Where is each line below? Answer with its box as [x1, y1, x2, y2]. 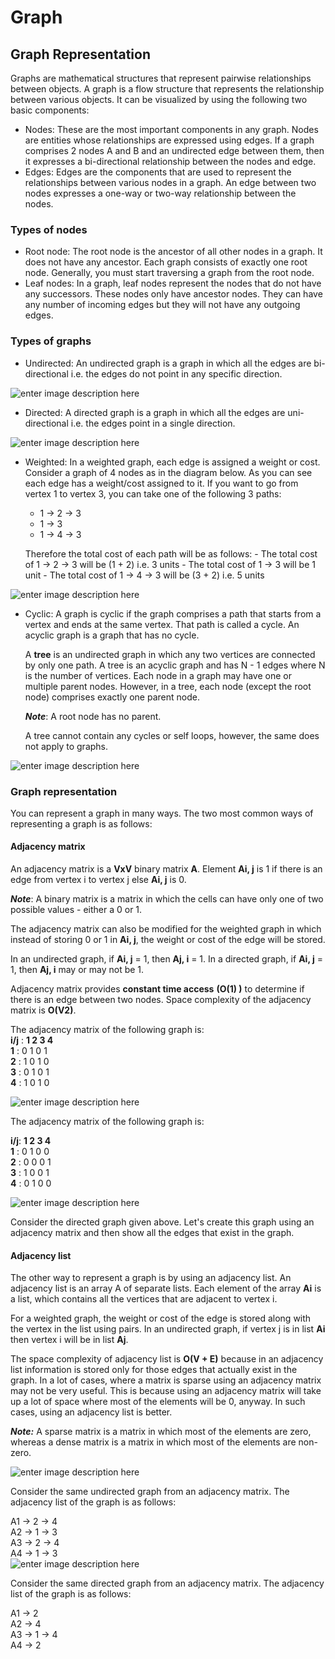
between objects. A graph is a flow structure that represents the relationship [10, 83, 325, 95]
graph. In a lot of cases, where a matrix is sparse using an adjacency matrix [10, 1374, 322, 1386]
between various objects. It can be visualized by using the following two [10, 94, 308, 105]
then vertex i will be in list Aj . [10, 1334, 129, 1346]
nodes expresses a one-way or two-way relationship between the [24, 187, 297, 199]
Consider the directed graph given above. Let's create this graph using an [10, 1216, 315, 1228]
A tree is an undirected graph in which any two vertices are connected [24, 648, 316, 660]
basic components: [10, 104, 90, 116]
